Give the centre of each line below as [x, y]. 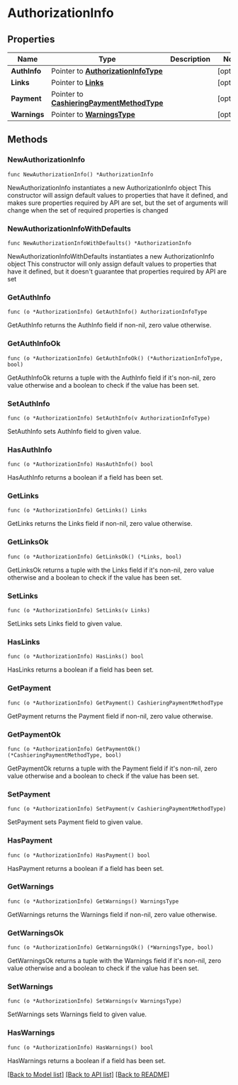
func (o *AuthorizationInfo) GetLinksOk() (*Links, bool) [95, 557]
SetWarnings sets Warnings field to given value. [77, 1014]
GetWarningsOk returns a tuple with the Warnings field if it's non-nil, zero [114, 961]
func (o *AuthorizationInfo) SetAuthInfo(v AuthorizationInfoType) [109, 418]
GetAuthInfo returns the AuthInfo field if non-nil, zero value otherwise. [109, 325]
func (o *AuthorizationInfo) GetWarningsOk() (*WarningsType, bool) [110, 948]
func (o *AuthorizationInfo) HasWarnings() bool [80, 1047]
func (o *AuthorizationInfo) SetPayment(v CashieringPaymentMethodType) [117, 809]
